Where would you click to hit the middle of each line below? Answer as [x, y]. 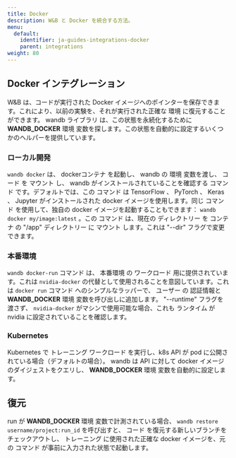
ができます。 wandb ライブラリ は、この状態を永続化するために [100, 119]
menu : [15, 27]
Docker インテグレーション [66, 84]
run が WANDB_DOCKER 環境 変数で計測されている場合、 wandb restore [113, 421]
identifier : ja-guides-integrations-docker [85, 40]
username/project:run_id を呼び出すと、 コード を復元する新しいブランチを [117, 430]
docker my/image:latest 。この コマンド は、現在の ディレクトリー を [108, 218]
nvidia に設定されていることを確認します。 [69, 317]
